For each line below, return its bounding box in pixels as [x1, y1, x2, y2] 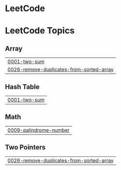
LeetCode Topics [5, 25, 75, 36]
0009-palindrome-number [7, 127, 70, 134]
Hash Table [5, 83, 40, 91]
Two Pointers [5, 143, 46, 152]
